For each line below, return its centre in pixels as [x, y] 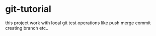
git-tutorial [28, 9]
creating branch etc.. [27, 28]
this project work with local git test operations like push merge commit [78, 23]
